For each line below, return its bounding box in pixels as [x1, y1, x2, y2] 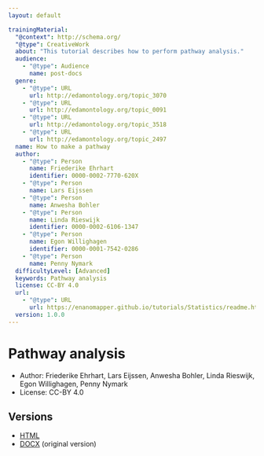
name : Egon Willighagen [28, 237, 108, 246]
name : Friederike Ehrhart [28, 164, 114, 173]
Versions [8, 410, 53, 423]
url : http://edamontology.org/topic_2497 [28, 135, 167, 143]
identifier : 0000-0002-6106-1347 [28, 223, 139, 231]
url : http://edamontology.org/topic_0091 [28, 106, 167, 114]
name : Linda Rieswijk [28, 215, 101, 224]
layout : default [8, 11, 61, 20]
